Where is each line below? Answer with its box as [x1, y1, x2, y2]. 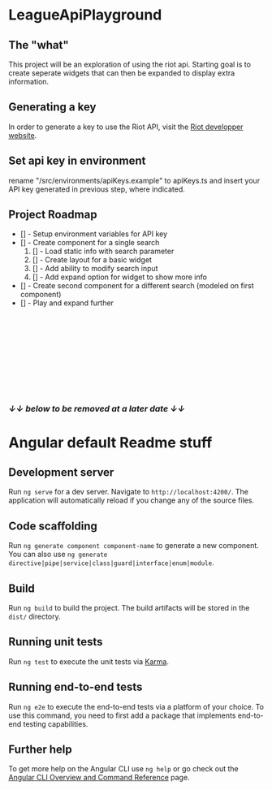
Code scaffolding [8, 519, 97, 533]
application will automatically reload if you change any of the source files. [8, 495, 254, 505]
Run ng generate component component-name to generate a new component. [8, 541, 260, 550]
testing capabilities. [23, 719, 89, 728]
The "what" [8, 38, 69, 52]
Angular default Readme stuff [8, 433, 213, 451]
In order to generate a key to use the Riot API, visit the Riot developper [8, 122, 244, 132]
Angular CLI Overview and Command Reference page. [8, 773, 190, 783]
